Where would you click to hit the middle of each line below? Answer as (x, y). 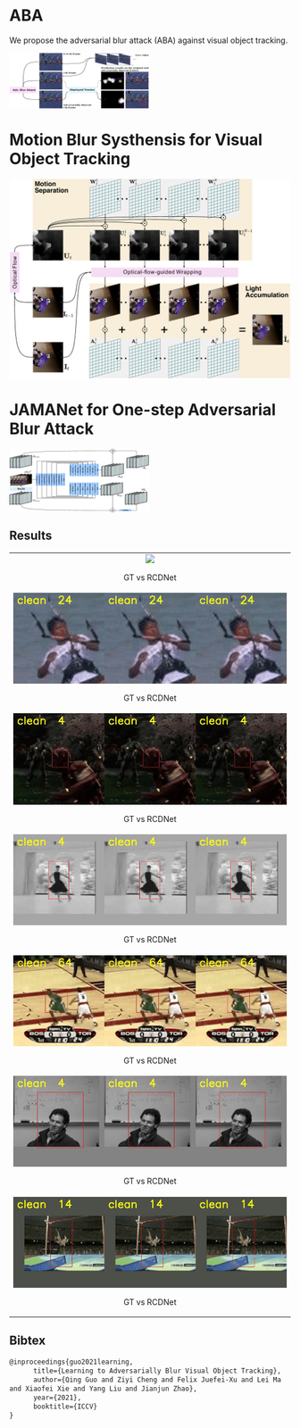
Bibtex (28, 1340)
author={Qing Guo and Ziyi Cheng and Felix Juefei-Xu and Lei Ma (157, 1380)
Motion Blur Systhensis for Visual (136, 140)
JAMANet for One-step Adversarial (143, 409)
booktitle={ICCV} (65, 1407)
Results (31, 536)
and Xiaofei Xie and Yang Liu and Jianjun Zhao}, (104, 1389)
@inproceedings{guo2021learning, (71, 1362)
